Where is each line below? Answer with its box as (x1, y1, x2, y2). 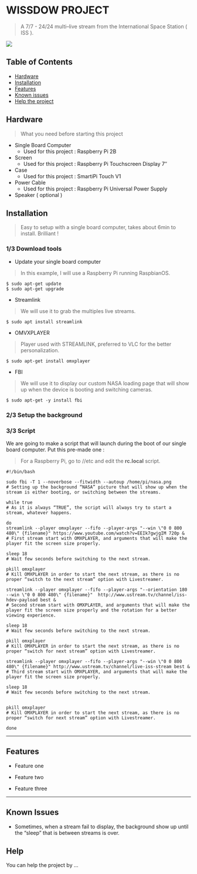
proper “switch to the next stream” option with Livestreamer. (6, 576, 164, 582)
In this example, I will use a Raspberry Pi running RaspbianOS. (20, 269, 171, 276)
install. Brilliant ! (20, 230, 59, 237)
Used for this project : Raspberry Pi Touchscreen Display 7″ (23, 160, 167, 167)
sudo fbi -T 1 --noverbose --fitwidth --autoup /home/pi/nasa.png (6, 479, 172, 485)
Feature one (14, 762, 44, 769)
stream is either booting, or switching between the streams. (6, 489, 161, 495)
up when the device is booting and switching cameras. (20, 386, 153, 393)
